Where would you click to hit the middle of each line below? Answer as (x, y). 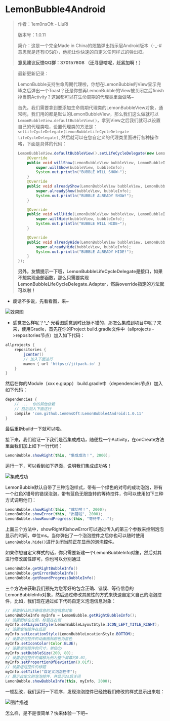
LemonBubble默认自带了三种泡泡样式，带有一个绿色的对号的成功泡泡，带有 (84, 487)
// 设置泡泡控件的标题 (26, 667)
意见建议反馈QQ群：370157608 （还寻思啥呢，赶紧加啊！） (80, 62)
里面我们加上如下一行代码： (34, 446)
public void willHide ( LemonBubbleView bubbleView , (81, 214)
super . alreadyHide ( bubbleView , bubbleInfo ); (84, 247)
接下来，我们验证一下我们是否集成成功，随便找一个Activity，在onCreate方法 (85, 439)
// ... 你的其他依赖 (35, 404)
